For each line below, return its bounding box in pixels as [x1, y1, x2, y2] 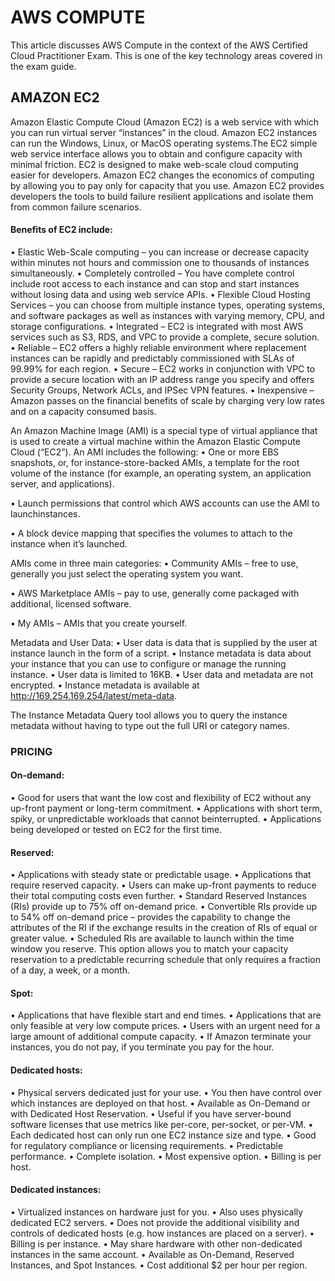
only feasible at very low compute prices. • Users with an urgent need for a [10, 1020, 321, 1032]
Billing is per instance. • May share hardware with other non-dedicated [10, 1237, 303, 1250]
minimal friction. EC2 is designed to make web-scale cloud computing [10, 158, 299, 170]
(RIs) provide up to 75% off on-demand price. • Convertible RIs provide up [10, 901, 318, 913]
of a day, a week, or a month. [10, 964, 130, 976]
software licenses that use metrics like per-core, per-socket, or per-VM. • [10, 1118, 314, 1130]
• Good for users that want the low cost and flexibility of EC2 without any [10, 792, 312, 804]
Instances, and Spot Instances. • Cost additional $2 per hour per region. [10, 1259, 308, 1271]
